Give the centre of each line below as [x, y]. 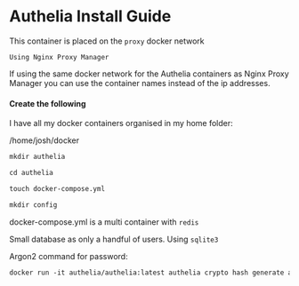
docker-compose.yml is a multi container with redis [104, 222]
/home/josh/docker [44, 140]
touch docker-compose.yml [57, 188]
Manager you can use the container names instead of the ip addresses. [140, 83]
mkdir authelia [37, 157]
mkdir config [33, 205]
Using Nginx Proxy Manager [59, 57]
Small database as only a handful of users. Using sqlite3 [114, 239]
